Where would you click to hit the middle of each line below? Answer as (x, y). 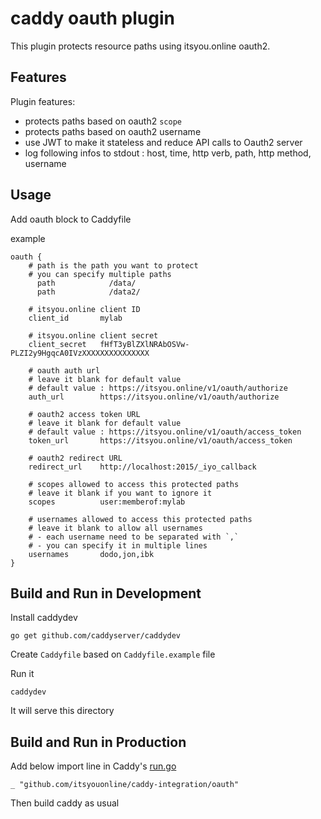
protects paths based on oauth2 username (113, 131)
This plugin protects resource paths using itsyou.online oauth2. (140, 46)
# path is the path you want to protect (113, 265)
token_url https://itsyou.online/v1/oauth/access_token (160, 440)
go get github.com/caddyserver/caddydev (96, 636)
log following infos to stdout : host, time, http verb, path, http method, (168, 153)
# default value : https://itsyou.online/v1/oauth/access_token (165, 432)
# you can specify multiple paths (100, 274)
